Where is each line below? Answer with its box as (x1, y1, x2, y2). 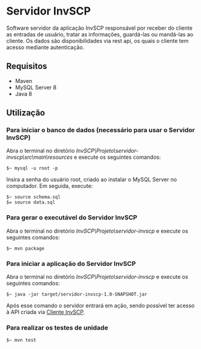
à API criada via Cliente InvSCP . (6, 308, 85, 316)
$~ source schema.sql (6, 194, 61, 201)
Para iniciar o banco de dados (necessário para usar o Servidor (6, 126, 195, 135)
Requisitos (6, 61, 47, 71)
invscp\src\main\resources (6, 153, 73, 161)
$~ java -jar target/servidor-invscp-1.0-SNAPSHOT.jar (6, 291, 148, 297)
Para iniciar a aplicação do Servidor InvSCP (6, 259, 136, 268)
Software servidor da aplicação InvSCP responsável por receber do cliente (6, 24, 193, 32)
